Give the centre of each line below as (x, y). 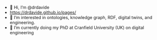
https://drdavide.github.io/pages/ (43, 12)
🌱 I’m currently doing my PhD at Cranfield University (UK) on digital (77, 28)
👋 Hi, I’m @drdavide (29, 7)
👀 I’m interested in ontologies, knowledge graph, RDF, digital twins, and (81, 17)
